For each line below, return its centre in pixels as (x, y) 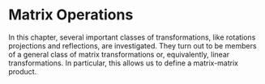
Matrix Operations (71, 15)
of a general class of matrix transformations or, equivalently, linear (119, 54)
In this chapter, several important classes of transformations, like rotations (132, 37)
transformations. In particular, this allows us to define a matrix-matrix (124, 63)
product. (23, 71)
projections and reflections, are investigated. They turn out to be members (132, 45)
